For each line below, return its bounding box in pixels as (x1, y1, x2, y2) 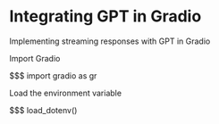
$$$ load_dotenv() (9, 104, 78, 115)
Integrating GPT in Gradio (9, 6, 202, 27)
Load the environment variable (9, 87, 122, 98)
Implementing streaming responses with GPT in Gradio (9, 36, 211, 46)
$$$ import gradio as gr (9, 70, 97, 81)
